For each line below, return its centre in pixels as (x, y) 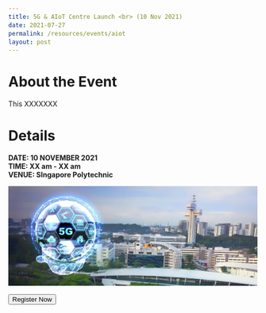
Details (32, 136)
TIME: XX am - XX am (44, 166)
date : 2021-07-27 (37, 25)
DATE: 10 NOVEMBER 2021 (53, 158)
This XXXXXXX (33, 104)
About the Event (63, 82)
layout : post (30, 42)
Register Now (32, 300)
